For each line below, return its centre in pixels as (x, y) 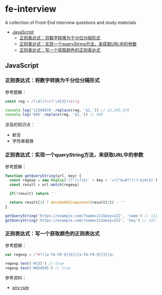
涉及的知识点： (20, 125)
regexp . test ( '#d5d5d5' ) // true (38, 268)
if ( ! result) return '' (32, 194)
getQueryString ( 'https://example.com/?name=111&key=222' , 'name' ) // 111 (81, 216)
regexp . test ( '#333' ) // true (35, 263)
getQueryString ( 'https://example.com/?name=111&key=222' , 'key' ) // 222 (80, 220)
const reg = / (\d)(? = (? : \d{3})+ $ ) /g (42, 101)
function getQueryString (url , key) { (43, 176)
